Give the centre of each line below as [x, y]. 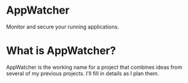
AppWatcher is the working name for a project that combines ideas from [94, 67]
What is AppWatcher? [61, 51]
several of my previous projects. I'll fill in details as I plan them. [83, 73]
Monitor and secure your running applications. [63, 27]
